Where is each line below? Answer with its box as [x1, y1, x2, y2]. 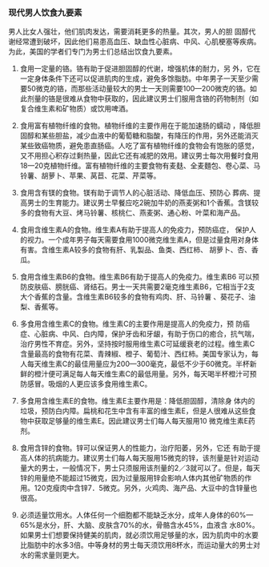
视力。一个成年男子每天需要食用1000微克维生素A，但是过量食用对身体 [26, 235, 259, 245]
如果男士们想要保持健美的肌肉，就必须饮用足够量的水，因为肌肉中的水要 [19, 530, 259, 540]
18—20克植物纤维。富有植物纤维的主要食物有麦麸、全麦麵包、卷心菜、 [19, 161, 254, 171]
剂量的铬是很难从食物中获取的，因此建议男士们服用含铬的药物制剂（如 [26, 94, 259, 103]
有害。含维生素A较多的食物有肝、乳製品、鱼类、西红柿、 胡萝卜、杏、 [19, 245, 252, 255]
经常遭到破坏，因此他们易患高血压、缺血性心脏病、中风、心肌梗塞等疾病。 [14, 37, 261, 46]
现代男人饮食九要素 [8, 6, 82, 18]
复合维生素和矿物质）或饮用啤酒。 [19, 104, 133, 114]
